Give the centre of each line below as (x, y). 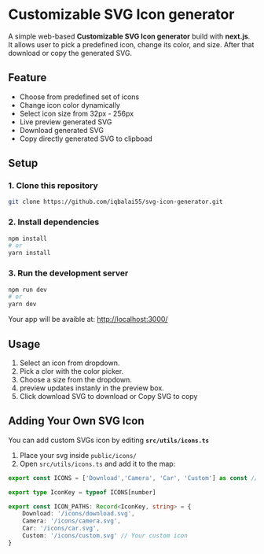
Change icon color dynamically (70, 105)
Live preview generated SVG (66, 122)
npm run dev (27, 290)
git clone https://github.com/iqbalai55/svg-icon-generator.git (115, 202)
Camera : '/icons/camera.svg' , (72, 521)
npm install (27, 238)
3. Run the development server (68, 273)
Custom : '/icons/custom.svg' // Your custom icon (105, 536)
